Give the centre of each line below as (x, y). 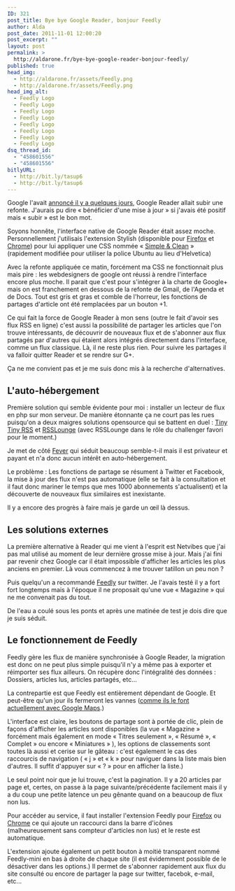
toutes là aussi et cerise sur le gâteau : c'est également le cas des (102, 751)
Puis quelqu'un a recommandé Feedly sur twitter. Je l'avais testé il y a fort (114, 582)
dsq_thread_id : (29, 150)
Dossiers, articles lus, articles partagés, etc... (72, 679)
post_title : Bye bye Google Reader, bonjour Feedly (84, 20)
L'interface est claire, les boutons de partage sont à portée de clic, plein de (115, 721)
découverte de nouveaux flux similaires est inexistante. (86, 494)
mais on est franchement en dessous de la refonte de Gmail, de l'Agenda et (116, 289)
